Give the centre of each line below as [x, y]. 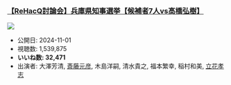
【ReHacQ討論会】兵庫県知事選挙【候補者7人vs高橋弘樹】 [105, 10]
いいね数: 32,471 [41, 57]
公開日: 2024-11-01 [44, 40]
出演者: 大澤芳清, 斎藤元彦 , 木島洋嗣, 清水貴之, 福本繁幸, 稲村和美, [111, 66]
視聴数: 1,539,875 [42, 49]
